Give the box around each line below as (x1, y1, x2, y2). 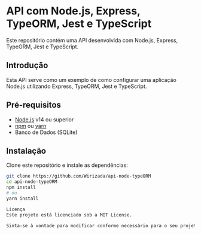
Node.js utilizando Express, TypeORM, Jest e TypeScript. (6, 83, 147, 90)
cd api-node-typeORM (6, 179, 58, 185)
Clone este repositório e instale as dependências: (6, 161, 129, 169)
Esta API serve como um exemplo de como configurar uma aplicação (6, 76, 176, 83)
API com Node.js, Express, (6, 4, 141, 18)
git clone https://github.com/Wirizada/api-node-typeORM (6, 173, 151, 179)
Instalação (6, 145, 47, 156)
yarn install (6, 196, 39, 202)
